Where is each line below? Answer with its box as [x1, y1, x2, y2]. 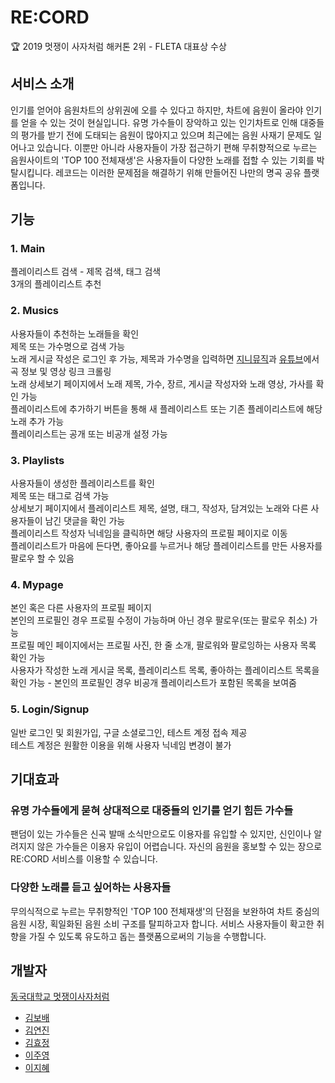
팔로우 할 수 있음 [10, 552, 75, 565]
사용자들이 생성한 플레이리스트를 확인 [10, 477, 155, 490]
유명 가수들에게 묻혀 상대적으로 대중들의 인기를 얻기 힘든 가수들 [10, 803, 294, 817]
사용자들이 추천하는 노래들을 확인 [10, 327, 140, 340]
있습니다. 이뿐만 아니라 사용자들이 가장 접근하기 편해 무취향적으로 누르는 [36, 141, 318, 153]
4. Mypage [10, 577, 64, 591]
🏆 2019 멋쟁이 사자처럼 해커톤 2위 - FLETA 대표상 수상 [10, 40, 227, 52]
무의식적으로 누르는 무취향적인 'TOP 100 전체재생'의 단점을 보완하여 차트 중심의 [10, 905, 320, 917]
